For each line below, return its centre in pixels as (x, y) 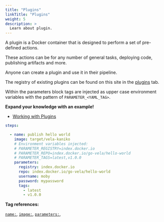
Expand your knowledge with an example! (49, 107)
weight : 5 (15, 19)
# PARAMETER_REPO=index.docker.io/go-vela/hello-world (72, 153)
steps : (12, 126)
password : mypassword (41, 181)
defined (13, 48)
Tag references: (22, 205)
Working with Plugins (34, 116)
